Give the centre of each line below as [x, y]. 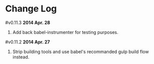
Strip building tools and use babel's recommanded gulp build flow [81, 51]
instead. [21, 57]
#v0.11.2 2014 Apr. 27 [28, 42]
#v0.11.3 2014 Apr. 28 [28, 22]
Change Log [31, 9]
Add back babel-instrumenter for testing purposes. [65, 32]
